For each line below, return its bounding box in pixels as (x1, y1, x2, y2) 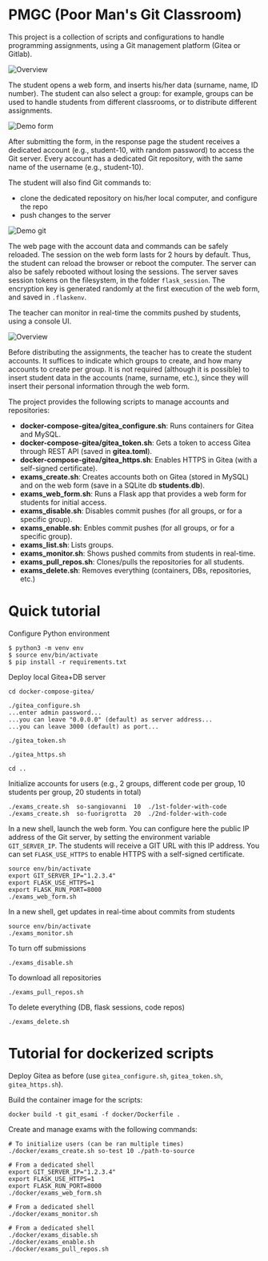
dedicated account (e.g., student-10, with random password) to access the (8, 145, 254, 155)
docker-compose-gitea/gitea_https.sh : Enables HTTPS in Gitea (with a (19, 455, 258, 464)
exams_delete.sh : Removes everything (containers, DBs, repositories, (19, 565, 252, 575)
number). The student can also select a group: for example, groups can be (8, 88, 254, 98)
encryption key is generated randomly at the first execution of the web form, (8, 283, 260, 293)
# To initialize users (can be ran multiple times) (8, 1139, 184, 1148)
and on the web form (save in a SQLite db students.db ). (19, 480, 206, 490)
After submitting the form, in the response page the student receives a (8, 136, 240, 146)
